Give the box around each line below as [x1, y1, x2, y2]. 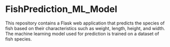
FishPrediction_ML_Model [5, 3, 118, 15]
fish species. [5, 36, 32, 42]
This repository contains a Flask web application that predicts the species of [5, 20, 165, 26]
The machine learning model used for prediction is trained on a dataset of [5, 30, 159, 36]
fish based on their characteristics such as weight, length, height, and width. [5, 25, 165, 31]
